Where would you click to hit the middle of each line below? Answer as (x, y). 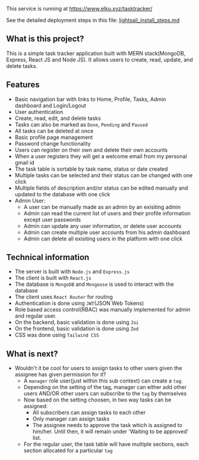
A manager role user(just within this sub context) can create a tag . (103, 381)
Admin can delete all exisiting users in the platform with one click (103, 239)
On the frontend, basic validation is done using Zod (77, 329)
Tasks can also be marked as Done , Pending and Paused (81, 124)
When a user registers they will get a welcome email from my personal (101, 156)
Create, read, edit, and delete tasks (58, 118)
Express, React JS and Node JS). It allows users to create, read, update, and (99, 60)
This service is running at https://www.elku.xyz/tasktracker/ (79, 9)
